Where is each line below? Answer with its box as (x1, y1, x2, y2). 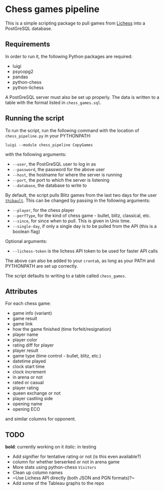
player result (12, 347, 39, 353)
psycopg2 (12, 68, 34, 74)
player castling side (12, 396, 53, 402)
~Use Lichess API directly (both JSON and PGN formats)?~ (12, 475, 135, 481)
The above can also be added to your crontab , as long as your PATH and (5, 258, 155, 264)
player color (12, 337, 38, 343)
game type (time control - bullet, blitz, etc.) (12, 353, 101, 359)
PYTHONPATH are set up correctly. (5, 263, 78, 269)
